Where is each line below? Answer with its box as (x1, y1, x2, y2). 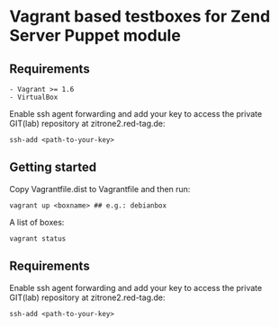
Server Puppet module (9, 25, 182, 46)
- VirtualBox (9, 93, 58, 102)
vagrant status (9, 234, 67, 243)
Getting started (9, 160, 97, 175)
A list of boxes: (9, 217, 65, 227)
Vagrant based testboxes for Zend (9, 6, 271, 27)
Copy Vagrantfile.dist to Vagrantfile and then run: (9, 183, 191, 194)
